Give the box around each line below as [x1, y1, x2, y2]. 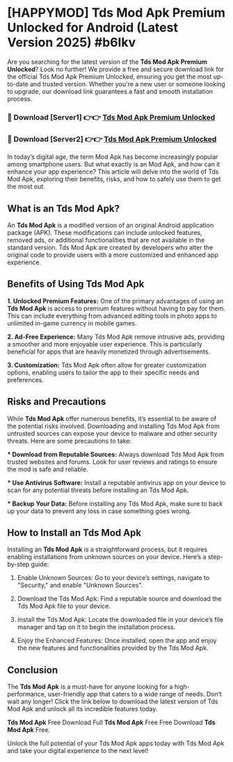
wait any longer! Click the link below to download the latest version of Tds [7, 697, 218, 706]
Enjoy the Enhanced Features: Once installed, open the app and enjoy [17, 637, 217, 645]
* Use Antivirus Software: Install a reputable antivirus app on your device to [7, 478, 226, 487]
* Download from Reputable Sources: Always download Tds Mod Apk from [7, 450, 225, 458]
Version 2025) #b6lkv [7, 35, 136, 50]
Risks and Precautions [7, 396, 106, 408]
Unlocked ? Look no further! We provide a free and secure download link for [7, 65, 225, 73]
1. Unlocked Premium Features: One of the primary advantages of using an [7, 296, 224, 305]
